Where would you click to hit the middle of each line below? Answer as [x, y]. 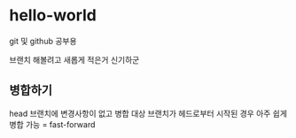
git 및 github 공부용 [43, 41]
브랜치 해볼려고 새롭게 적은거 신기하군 [74, 59]
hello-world [53, 15]
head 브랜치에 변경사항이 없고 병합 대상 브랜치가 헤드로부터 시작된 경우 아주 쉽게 [148, 113]
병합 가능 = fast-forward [52, 124]
